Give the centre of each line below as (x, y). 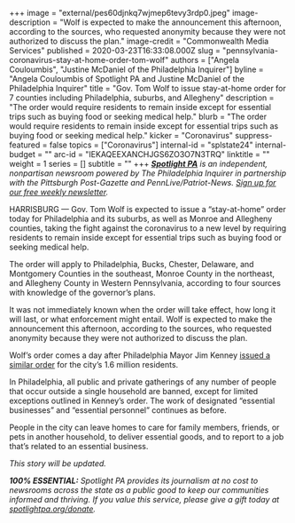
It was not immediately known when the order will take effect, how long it (143, 309)
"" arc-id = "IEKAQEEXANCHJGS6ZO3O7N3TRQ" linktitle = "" (157, 154)
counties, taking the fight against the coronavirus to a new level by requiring (148, 228)
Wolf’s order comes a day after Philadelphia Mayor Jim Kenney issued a (140, 355)
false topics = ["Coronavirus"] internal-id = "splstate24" (151, 145)
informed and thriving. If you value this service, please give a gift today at (144, 499)
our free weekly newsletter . (59, 192)
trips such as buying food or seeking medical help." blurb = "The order (138, 116)
